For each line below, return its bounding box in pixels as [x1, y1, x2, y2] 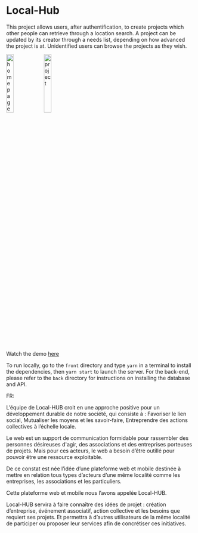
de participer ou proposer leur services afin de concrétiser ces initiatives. [6, 520, 187, 527]
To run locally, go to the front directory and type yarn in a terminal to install [6, 362, 191, 369]
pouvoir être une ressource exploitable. [6, 453, 103, 460]
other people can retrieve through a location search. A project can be [6, 29, 177, 36]
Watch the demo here [6, 350, 60, 357]
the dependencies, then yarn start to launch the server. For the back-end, [6, 368, 190, 375]
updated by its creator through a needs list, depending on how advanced [6, 36, 185, 43]
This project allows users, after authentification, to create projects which [6, 23, 184, 30]
